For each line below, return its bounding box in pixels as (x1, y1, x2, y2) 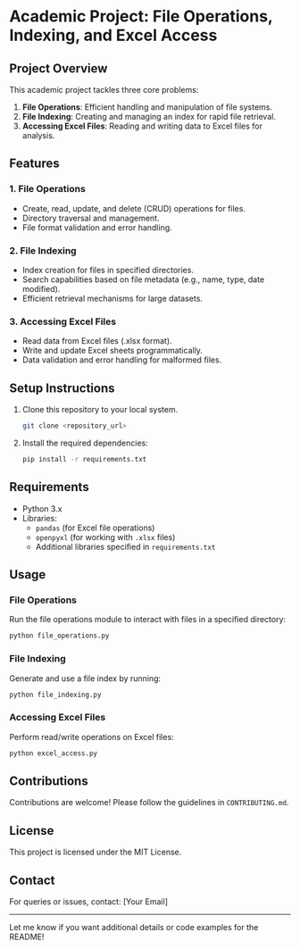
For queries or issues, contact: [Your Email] (9, 896, 168, 907)
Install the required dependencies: (21, 437, 149, 448)
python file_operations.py (9, 631, 110, 640)
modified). (21, 283, 61, 294)
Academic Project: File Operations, (9, 6, 273, 27)
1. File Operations (9, 183, 87, 196)
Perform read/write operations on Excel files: (9, 731, 174, 742)
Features (9, 156, 60, 171)
